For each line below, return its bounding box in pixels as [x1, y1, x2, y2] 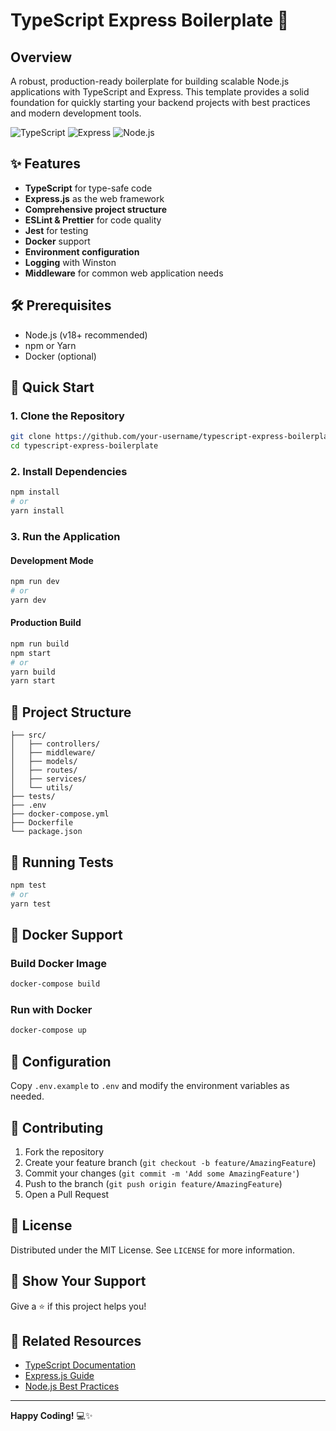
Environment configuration [24, 245, 140, 258]
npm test [10, 880, 47, 890]
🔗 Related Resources [10, 1332, 142, 1349]
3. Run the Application [10, 529, 121, 543]
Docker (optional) [24, 350, 97, 362]
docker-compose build [10, 979, 101, 989]
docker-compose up [10, 1025, 87, 1036]
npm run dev [10, 577, 60, 587]
